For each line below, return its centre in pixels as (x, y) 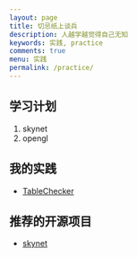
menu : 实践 (28, 59)
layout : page (34, 18)
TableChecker (48, 191)
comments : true (38, 51)
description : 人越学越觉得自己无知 (68, 34)
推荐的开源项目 (51, 221)
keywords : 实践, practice (56, 43)
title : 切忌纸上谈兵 (43, 26)
